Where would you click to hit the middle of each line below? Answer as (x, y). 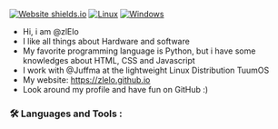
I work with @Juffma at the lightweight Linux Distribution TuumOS (146, 70)
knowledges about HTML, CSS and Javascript (109, 60)
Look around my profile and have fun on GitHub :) (115, 89)
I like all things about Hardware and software (106, 41)
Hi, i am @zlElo (50, 31)
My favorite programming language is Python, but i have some (139, 51)
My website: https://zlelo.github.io (86, 80)
